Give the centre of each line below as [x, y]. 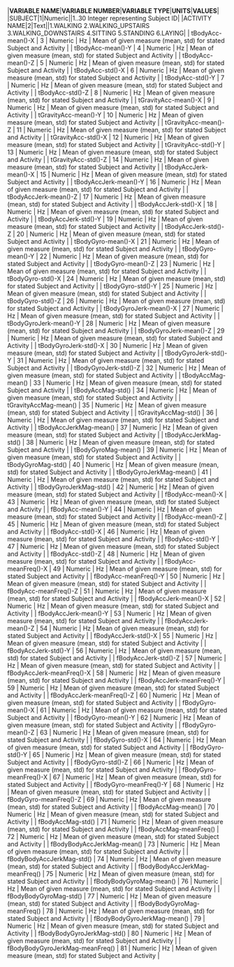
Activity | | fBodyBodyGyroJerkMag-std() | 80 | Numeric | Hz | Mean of [109, 933]
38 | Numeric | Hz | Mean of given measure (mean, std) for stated [120, 442]
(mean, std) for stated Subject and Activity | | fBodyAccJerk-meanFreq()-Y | [116, 680]
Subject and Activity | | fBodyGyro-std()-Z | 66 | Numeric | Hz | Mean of [111, 762]
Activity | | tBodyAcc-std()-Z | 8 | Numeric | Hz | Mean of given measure [111, 92]
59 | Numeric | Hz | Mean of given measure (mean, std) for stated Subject [114, 688]
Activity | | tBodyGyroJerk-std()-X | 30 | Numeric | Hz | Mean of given [108, 346]
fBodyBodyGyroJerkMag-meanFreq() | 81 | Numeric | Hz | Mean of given [112, 948]
